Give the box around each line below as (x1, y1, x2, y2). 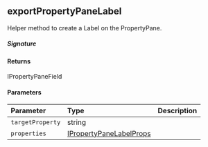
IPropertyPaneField (7, 72, 62, 81)
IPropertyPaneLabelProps (67, 128, 151, 138)
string (67, 117, 87, 127)
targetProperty (10, 118, 61, 126)
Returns (7, 57, 31, 65)
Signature (7, 39, 37, 48)
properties (10, 129, 46, 137)
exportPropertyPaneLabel (7, 6, 122, 17)
